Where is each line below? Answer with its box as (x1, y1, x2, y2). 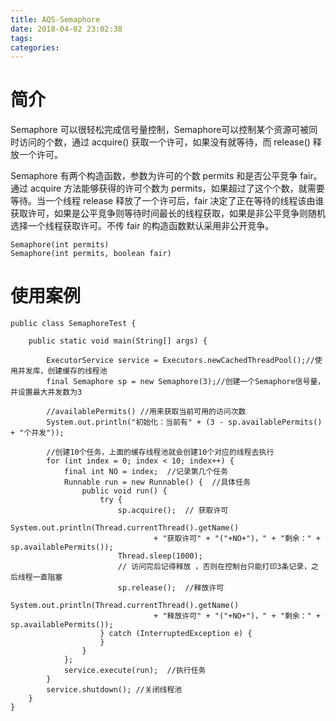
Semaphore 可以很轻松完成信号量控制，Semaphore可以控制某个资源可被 (10, 124, 310, 136)
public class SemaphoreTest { (10, 319, 137, 329)
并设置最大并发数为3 (10, 387, 83, 398)
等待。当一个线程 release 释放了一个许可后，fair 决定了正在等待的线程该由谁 (10, 195, 325, 207)
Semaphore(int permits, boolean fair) (10, 249, 172, 259)
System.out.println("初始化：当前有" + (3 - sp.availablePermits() (46, 417, 323, 428)
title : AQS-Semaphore (10, 14, 101, 25)
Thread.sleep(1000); (117, 551, 203, 561)
